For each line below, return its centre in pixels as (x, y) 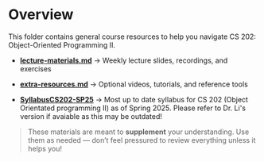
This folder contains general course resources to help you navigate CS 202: (132, 36)
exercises (35, 68)
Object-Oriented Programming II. (62, 44)
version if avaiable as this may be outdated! (91, 116)
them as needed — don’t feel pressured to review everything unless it (142, 140)
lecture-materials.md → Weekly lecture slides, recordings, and (124, 60)
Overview (41, 15)
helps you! (45, 148)
